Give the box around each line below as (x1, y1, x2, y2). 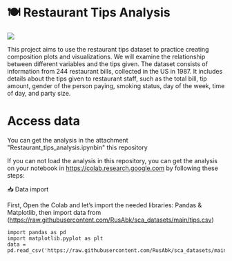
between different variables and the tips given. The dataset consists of (7, 59, 209, 68)
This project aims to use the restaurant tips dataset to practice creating (7, 45, 209, 53)
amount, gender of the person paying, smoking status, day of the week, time (7, 81, 225, 90)
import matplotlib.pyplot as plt (7, 235, 104, 242)
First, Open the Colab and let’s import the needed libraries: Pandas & (7, 200, 202, 209)
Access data (7, 114, 81, 129)
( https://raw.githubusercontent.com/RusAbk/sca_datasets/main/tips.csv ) (7, 216, 214, 224)
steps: (7, 171, 25, 179)
